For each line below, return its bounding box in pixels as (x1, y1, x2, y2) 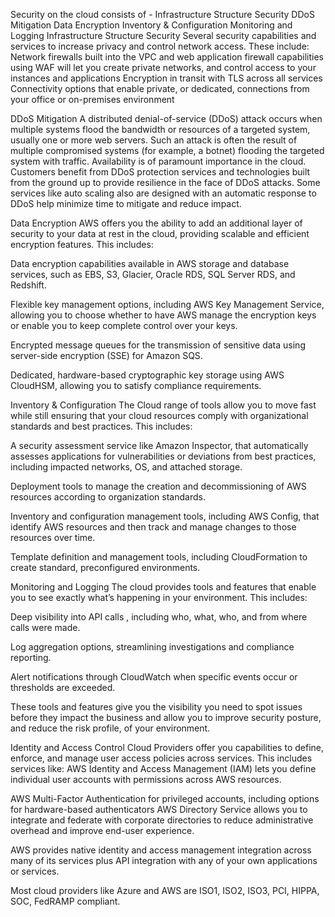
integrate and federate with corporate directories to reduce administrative (10, 814, 314, 826)
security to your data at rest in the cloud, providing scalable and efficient (10, 228, 310, 239)
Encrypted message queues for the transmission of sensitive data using (10, 339, 306, 351)
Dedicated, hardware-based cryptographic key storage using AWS (10, 369, 285, 381)
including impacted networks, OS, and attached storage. (10, 461, 243, 473)
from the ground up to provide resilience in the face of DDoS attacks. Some (10, 177, 321, 188)
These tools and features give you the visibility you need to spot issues (10, 701, 303, 713)
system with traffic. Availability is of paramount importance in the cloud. (10, 155, 307, 167)
